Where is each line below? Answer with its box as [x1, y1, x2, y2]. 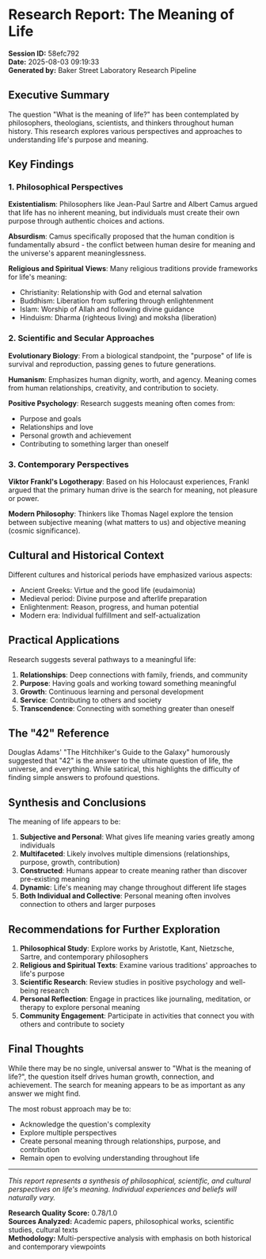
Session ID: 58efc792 [8, 48, 80, 58]
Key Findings [8, 158, 74, 171]
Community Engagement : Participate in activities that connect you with [19, 1011, 255, 1020]
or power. [8, 494, 40, 503]
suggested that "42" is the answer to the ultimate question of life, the [8, 756, 234, 766]
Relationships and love [19, 422, 93, 431]
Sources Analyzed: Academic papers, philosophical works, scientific [8, 1216, 234, 1226]
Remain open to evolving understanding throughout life [19, 1153, 199, 1162]
